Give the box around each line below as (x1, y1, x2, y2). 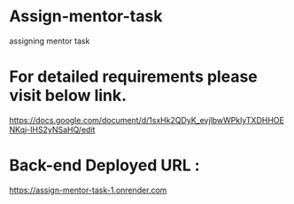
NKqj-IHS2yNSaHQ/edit (9, 124, 96, 135)
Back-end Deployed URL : (9, 155, 201, 176)
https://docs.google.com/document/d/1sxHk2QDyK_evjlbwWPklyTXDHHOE (9, 114, 285, 125)
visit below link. (9, 86, 127, 106)
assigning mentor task (9, 35, 90, 46)
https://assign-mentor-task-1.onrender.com (9, 184, 167, 195)
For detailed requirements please (9, 67, 259, 87)
